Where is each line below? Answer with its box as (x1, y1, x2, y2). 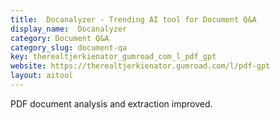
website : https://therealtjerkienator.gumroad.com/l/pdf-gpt (10, 61, 271, 71)
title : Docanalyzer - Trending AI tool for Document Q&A (10, 14, 257, 25)
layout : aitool (10, 71, 74, 81)
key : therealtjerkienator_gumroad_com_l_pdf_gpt (10, 52, 217, 62)
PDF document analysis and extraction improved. (10, 97, 213, 110)
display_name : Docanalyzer (10, 24, 128, 34)
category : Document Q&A (10, 33, 110, 43)
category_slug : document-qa (10, 42, 128, 53)
